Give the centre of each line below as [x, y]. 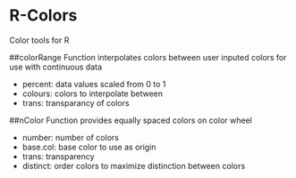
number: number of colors [70, 137]
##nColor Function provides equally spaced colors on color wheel [131, 120]
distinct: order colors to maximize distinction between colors [134, 166]
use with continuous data [56, 67]
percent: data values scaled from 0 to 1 [94, 84]
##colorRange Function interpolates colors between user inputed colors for [148, 57]
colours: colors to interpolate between [93, 93]
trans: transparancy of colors [76, 102]
